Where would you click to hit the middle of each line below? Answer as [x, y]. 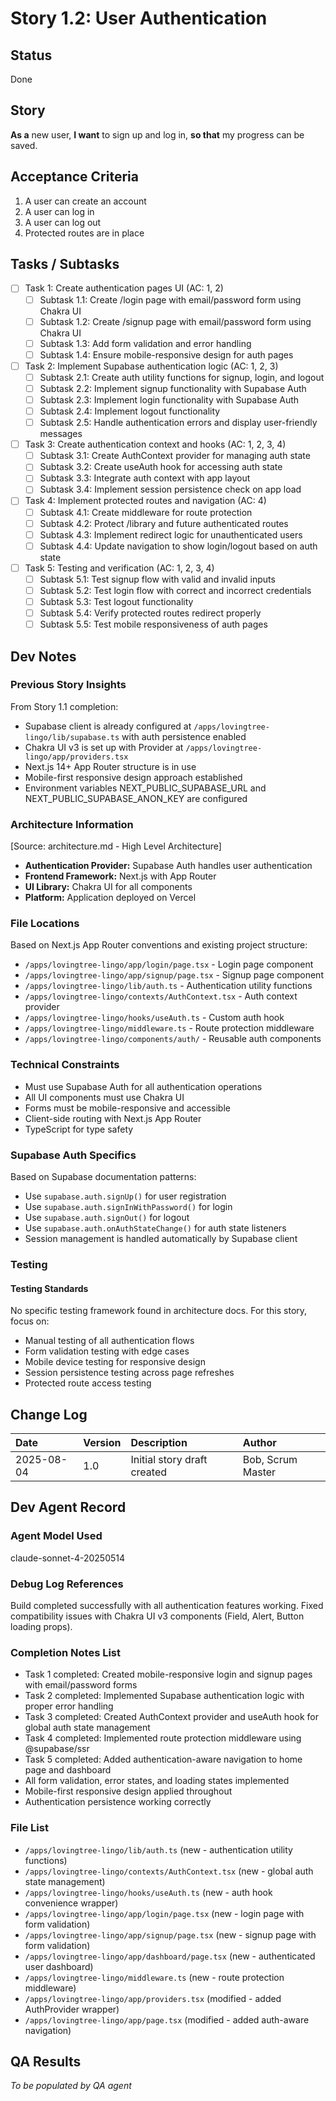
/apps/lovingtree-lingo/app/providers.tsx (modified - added [153, 1998]
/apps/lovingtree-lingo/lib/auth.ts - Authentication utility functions [168, 986]
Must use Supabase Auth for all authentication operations [143, 1086]
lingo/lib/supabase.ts [72, 737]
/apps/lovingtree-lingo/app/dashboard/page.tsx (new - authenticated [170, 1956]
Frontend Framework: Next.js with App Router [120, 876]
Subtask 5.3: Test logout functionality [116, 601]
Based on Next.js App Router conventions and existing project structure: [159, 945]
